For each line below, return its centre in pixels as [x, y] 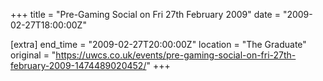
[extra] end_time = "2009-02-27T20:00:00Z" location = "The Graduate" [158, 44]
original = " [33, 55]
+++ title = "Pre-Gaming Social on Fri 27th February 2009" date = [145, 14]
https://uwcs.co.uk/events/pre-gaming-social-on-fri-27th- [176, 55]
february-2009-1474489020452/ [78, 65]
